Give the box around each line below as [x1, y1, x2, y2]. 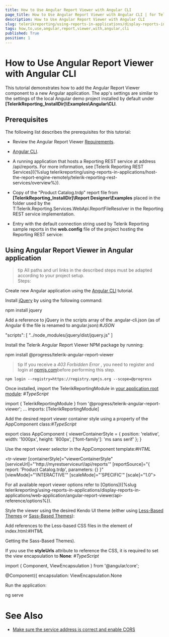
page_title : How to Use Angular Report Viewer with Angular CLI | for [5, 12, 156, 17]
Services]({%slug [12, 169, 49, 175]
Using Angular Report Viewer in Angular [5, 246, 133, 255]
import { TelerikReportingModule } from [5, 401, 87, 407]
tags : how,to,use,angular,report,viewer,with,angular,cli [5, 26, 129, 31]
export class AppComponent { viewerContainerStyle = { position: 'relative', [5, 431, 160, 437]
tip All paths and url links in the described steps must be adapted [17, 267, 152, 273]
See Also [5, 610, 43, 621]
